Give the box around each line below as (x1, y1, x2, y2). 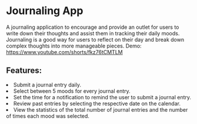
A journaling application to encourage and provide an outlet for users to (6, 24, 179, 31)
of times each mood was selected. (6, 112, 90, 119)
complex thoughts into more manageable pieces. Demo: (6, 42, 142, 49)
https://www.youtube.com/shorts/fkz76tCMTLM (6, 48, 123, 55)
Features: (6, 66, 42, 76)
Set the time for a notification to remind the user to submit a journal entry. (14, 93, 192, 100)
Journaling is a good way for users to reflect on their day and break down (6, 36, 184, 43)
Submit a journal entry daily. (14, 81, 81, 88)
